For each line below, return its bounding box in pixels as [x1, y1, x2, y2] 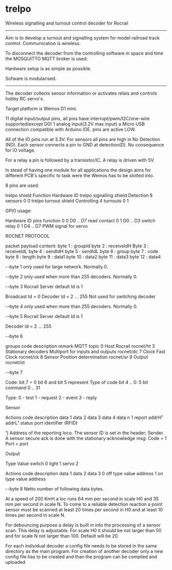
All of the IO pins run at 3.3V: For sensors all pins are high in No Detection [5, 136, 160, 142]
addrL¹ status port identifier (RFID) [5, 419, 78, 426]
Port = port [5, 440, 29, 447]
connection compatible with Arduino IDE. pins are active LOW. [5, 126, 136, 132]
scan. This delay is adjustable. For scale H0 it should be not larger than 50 [5, 527, 162, 533]
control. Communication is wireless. [5, 40, 81, 46]
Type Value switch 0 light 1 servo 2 [5, 460, 79, 467]
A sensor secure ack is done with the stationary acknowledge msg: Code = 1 [5, 435, 167, 441]
